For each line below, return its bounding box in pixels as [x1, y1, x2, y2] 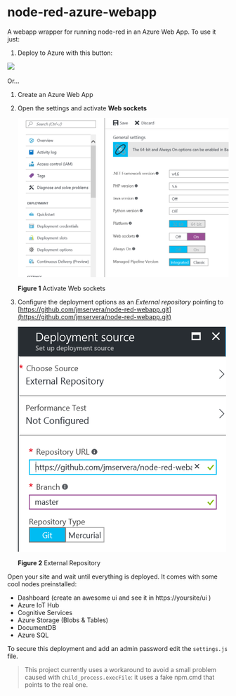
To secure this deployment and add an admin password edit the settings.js [7, 645, 228, 653]
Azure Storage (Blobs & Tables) [17, 616, 109, 624]
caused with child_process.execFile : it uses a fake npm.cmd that [24, 673, 215, 682]
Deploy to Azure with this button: [17, 49, 113, 57]
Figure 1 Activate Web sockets [17, 284, 106, 292]
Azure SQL [17, 631, 49, 640]
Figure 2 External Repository [17, 559, 100, 567]
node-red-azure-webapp [7, 4, 157, 20]
